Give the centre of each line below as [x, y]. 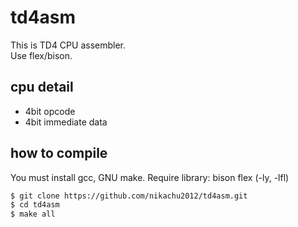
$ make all [33, 214]
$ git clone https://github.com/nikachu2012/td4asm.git [129, 196]
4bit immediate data [66, 122]
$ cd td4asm [35, 205]
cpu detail [42, 87]
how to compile [59, 153]
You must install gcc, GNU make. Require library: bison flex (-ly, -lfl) [150, 177]
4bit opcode [50, 111]
